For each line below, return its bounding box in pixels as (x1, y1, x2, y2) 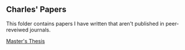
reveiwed (6, 26, 29, 33)
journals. (29, 26, 51, 33)
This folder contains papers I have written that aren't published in (6, 20, 165, 27)
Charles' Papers (6, 5, 67, 15)
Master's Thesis (6, 37, 45, 44)
